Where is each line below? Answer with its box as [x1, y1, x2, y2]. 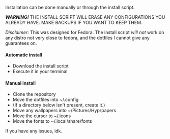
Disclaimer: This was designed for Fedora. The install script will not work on [5, 29, 164, 35]
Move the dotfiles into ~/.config [12, 96, 79, 103]
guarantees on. [5, 40, 37, 46]
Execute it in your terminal [12, 68, 68, 75]
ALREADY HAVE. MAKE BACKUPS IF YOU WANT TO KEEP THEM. [5, 20, 143, 25]
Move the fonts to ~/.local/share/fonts [12, 118, 93, 124]
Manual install [5, 80, 36, 86]
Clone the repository [12, 91, 56, 97]
